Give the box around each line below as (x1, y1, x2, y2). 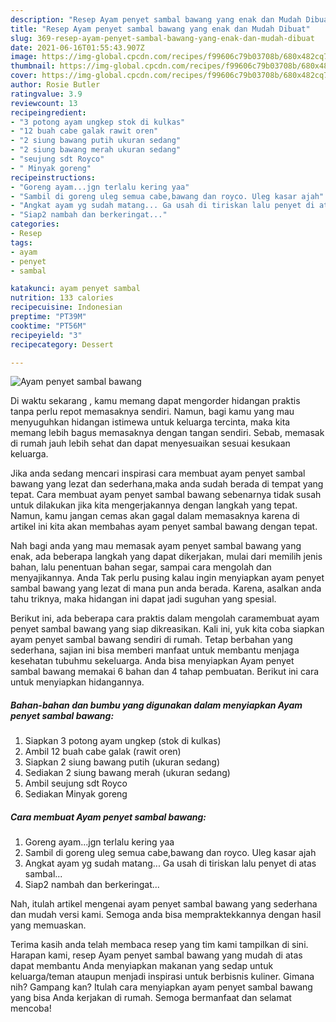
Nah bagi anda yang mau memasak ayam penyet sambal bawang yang (10, 540, 302, 552)
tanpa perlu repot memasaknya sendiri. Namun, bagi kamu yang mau (10, 406, 295, 418)
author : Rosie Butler (10, 80, 101, 90)
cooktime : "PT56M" (10, 321, 87, 331)
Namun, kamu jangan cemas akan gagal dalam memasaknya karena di (10, 510, 300, 522)
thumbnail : (10, 61, 56, 71)
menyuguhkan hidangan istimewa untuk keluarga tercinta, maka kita (10, 416, 291, 428)
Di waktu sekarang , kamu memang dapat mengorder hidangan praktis (10, 395, 301, 407)
